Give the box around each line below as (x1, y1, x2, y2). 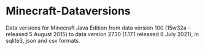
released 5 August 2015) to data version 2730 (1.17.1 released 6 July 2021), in (6, 30, 199, 37)
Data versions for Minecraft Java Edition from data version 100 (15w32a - (6, 24, 191, 31)
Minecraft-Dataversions (6, 4, 131, 18)
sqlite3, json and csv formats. (6, 37, 80, 44)
